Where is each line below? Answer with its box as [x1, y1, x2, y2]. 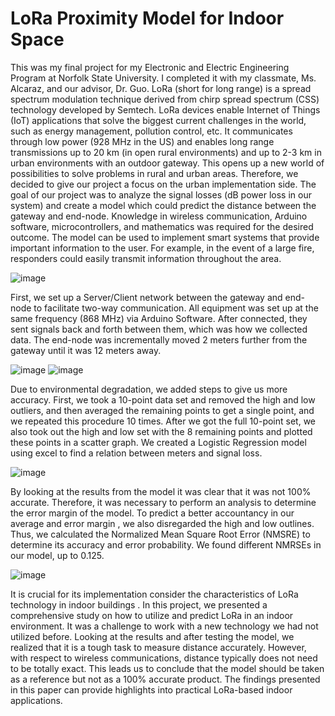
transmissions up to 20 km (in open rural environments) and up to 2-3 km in [10, 146, 322, 158]
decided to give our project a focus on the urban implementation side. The [10, 178, 317, 190]
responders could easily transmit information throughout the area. [10, 252, 282, 264]
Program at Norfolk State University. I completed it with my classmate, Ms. [10, 72, 317, 84]
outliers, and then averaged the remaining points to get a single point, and [10, 404, 315, 416]
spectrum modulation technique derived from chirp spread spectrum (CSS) [10, 93, 320, 105]
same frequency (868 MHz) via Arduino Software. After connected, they [10, 312, 308, 324]
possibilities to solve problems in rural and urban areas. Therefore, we [10, 167, 299, 179]
